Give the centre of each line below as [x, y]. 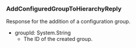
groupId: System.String [43, 33]
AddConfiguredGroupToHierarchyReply [64, 9]
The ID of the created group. [58, 39]
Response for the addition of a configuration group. [68, 22]
